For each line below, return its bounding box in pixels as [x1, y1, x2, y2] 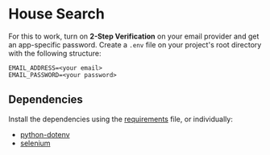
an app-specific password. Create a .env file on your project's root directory [8, 39, 262, 49]
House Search [8, 5, 105, 23]
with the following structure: [8, 48, 102, 58]
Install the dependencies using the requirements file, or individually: [8, 114, 234, 124]
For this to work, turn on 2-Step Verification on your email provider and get [8, 31, 260, 41]
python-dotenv [19, 129, 70, 139]
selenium [19, 138, 51, 148]
